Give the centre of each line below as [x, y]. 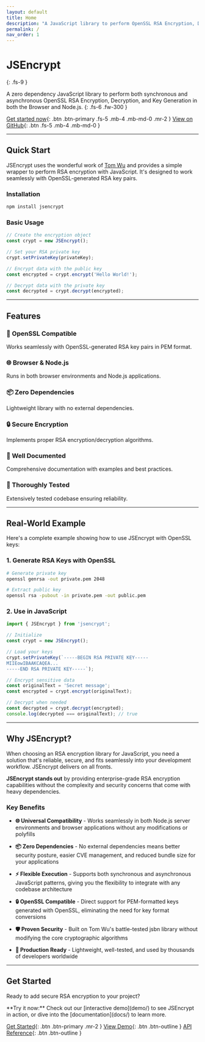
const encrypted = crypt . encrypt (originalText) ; [69, 691]
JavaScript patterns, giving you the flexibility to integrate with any [98, 883]
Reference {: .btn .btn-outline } [44, 1033]
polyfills [25, 834]
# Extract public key [34, 590]
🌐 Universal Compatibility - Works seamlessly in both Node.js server [103, 820]
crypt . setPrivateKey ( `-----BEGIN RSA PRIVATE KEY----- [77, 657]
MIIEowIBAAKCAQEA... [33, 663]
